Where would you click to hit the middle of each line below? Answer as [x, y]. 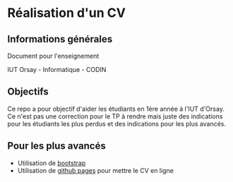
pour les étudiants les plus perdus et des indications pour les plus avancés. [117, 123]
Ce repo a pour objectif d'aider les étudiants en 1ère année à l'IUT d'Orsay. [116, 109]
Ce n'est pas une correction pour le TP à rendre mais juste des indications [115, 116]
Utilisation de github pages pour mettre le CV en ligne [96, 170]
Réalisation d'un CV [66, 13]
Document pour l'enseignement [53, 56]
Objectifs [28, 92]
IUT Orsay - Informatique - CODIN [57, 69]
